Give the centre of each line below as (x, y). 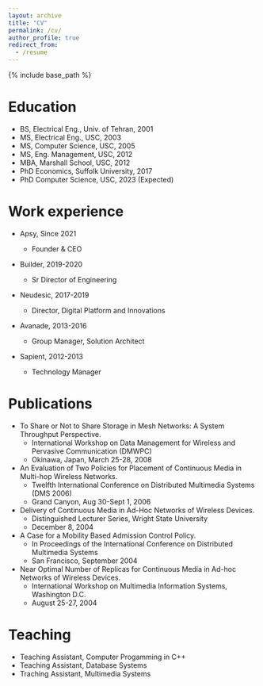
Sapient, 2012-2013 (51, 356)
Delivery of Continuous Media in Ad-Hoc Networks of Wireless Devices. (137, 510)
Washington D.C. (59, 594)
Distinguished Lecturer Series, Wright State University (120, 518)
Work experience (66, 212)
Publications (50, 404)
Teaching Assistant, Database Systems (83, 665)
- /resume (31, 52)
